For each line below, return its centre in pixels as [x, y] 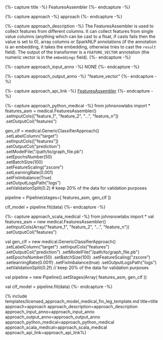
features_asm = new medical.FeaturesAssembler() [56, 222]
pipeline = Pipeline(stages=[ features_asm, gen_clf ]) [58, 197]
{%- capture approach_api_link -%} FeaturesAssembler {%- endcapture [78, 91]
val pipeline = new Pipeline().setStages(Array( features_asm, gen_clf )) [76, 277]
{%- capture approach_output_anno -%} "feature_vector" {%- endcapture [79, 76]
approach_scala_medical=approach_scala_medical [56, 327]
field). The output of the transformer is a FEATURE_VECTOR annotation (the [77, 52]
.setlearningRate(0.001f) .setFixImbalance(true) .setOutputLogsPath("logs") [81, 262]
